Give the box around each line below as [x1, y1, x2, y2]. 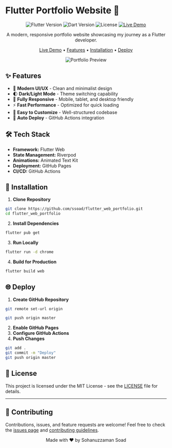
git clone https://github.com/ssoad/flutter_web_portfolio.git [5, 206, 143, 211]
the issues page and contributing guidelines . [5, 427, 99, 433]
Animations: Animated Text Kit [12, 157, 78, 163]
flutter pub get [5, 230, 40, 236]
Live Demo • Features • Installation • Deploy [39, 47, 133, 53]
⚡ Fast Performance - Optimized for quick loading [12, 102, 119, 108]
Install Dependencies [12, 220, 59, 227]
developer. [75, 37, 97, 43]
